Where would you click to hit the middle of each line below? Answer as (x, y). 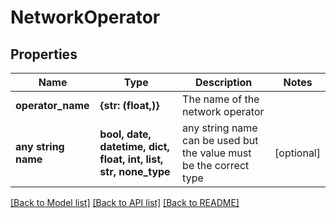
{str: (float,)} (129, 105)
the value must (217, 153)
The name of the (221, 99)
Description (223, 82)
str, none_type (135, 171)
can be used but (220, 140)
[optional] (297, 153)
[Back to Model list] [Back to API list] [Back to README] (125, 202)
